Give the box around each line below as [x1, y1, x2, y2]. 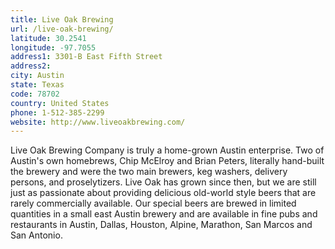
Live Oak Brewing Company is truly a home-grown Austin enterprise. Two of [10, 144, 325, 156]
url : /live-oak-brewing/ [10, 24, 114, 34]
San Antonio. [10, 229, 63, 241]
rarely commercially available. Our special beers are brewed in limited [10, 197, 297, 210]
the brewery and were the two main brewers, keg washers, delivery [10, 166, 288, 178]
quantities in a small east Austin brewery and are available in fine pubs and [10, 208, 318, 220]
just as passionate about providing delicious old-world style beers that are [10, 187, 317, 199]
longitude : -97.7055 [10, 42, 97, 53]
